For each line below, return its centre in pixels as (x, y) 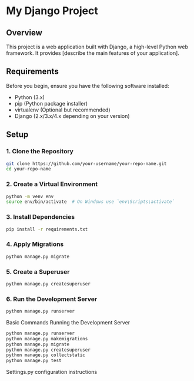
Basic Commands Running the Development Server (68, 322)
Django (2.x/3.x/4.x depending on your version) (72, 116)
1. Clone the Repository (40, 152)
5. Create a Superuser (38, 271)
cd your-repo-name (29, 169)
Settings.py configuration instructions (52, 372)
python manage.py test (34, 361)
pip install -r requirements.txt (47, 229)
